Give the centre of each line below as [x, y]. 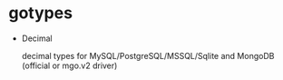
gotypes [41, 13]
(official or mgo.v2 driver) [69, 65]
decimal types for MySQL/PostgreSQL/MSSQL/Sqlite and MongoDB [148, 55]
